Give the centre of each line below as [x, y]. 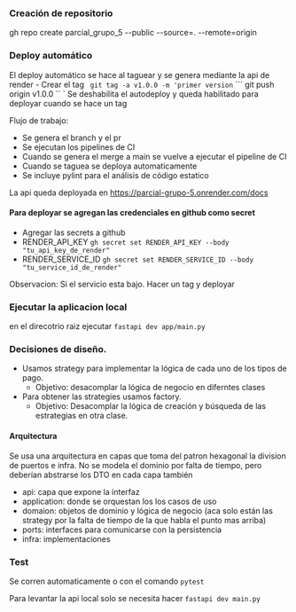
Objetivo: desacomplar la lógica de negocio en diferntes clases [150, 388]
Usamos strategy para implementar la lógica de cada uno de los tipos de [154, 369]
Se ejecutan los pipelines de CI [78, 147]
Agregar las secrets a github [74, 232]
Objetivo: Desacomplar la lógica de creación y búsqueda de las [151, 406]
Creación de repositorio [61, 13]
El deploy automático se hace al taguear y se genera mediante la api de [140, 75]
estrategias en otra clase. [82, 416]
